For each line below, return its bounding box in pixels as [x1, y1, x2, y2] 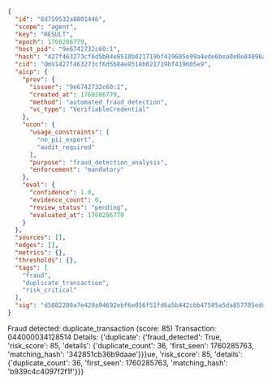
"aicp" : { [15, 68, 48, 76]
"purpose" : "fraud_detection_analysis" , [28, 158, 168, 166]
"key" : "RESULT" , [15, 30, 74, 38]
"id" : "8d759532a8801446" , [15, 15, 106, 23]
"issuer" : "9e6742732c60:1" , [28, 83, 128, 91]
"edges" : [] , [15, 241, 59, 250]
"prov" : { [22, 75, 56, 83]
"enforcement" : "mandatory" [28, 166, 125, 174]
